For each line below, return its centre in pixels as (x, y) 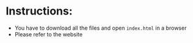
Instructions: (39, 11)
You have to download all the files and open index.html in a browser (100, 28)
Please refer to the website (49, 34)
